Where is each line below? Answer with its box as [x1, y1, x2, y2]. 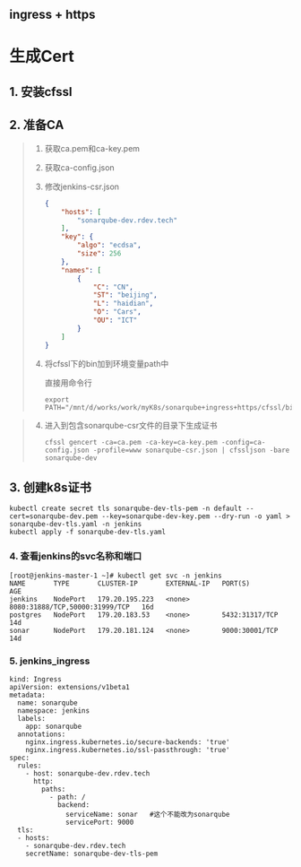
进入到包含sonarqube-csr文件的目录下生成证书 [44, 420, 218, 430]
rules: [17, 761, 42, 770]
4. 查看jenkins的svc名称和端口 [9, 551, 142, 563]
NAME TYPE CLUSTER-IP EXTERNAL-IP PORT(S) [9, 578, 251, 588]
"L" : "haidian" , [92, 299, 154, 308]
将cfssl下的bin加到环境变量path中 [44, 358, 169, 368]
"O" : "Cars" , [92, 308, 142, 316]
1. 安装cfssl [9, 84, 73, 100]
